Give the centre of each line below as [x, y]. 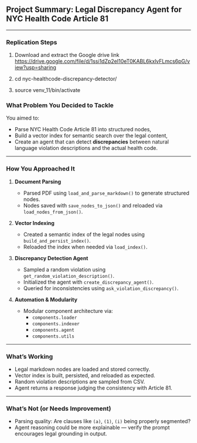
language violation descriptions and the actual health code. [86, 148]
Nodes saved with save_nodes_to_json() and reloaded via [93, 205]
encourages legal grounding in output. [61, 434]
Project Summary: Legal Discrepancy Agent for [94, 10]
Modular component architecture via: [68, 311]
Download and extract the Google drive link [67, 55]
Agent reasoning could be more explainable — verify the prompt [92, 428]
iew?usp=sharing [35, 67]
